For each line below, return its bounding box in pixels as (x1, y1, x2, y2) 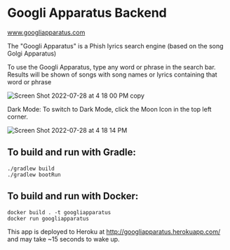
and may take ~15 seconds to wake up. (7, 235, 121, 243)
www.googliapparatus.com (7, 28, 86, 37)
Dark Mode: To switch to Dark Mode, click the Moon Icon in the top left (7, 105, 212, 113)
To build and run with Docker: (7, 190, 139, 202)
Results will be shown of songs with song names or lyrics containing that (7, 70, 217, 79)
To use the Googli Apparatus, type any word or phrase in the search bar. (7, 63, 216, 71)
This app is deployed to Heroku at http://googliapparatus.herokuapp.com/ (7, 227, 221, 236)
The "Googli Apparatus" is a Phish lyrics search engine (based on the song (7, 41, 224, 50)
